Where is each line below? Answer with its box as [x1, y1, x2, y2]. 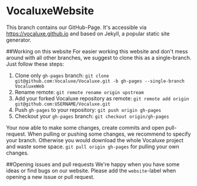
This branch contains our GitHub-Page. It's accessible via [6, 24, 147, 31]
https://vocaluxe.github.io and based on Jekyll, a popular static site [6, 30, 170, 37]
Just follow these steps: [6, 60, 64, 68]
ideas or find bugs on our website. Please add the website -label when [6, 167, 176, 174]
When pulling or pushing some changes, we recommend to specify [27, 130, 191, 137]
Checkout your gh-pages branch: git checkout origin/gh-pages [14, 113, 170, 120]
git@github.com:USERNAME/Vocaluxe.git [14, 101, 111, 107]
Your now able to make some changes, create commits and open [6, 124, 164, 131]
